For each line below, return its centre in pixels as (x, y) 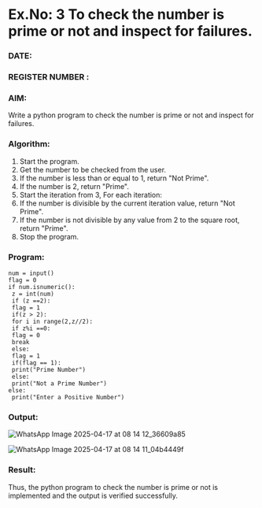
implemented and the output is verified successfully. (93, 495)
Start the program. (50, 161)
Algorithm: (29, 144)
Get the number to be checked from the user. (93, 169)
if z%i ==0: (31, 328)
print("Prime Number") (49, 369)
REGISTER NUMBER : (49, 77)
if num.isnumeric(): (42, 287)
